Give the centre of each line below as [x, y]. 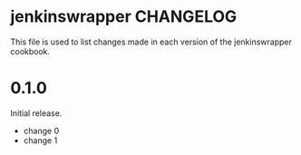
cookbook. [30, 51]
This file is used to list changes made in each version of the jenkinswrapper [151, 42]
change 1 [40, 140]
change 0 [41, 131]
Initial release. [36, 113]
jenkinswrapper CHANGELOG [124, 17]
